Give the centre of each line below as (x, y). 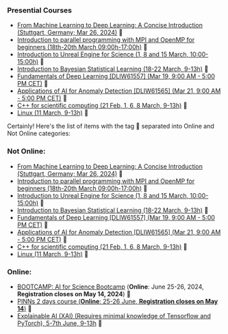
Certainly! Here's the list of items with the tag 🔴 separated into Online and (111, 126)
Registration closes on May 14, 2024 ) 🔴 (74, 293)
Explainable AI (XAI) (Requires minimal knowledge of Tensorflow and (114, 315)
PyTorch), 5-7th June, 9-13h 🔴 (60, 323)
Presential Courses (39, 10)
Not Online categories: (39, 133)
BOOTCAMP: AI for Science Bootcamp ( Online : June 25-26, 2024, (110, 287)
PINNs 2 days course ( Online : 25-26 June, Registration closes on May (117, 301)
